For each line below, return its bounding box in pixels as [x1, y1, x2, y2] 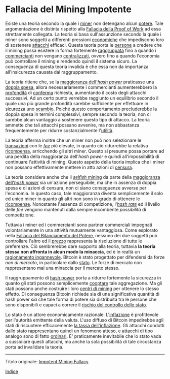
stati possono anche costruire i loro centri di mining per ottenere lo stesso [5, 286, 159, 292]
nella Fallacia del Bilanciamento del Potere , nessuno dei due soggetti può [5, 232, 158, 238]
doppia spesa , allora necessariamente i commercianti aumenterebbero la [5, 84, 157, 90]
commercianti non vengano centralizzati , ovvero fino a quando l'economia [5, 52, 160, 59]
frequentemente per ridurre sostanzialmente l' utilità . [5, 127, 114, 133]
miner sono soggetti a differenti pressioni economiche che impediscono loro [5, 37, 164, 43]
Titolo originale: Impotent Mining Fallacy [5, 358, 89, 364]
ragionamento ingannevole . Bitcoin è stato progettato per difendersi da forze [5, 254, 165, 260]
